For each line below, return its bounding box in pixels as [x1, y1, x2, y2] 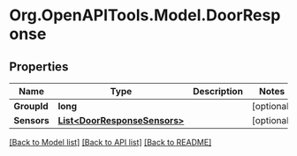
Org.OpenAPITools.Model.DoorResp [9, 5, 281, 26]
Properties [9, 59, 69, 74]
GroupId [13, 100, 49, 112]
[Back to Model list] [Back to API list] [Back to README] [9, 137, 212, 147]
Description [193, 85, 243, 97]
